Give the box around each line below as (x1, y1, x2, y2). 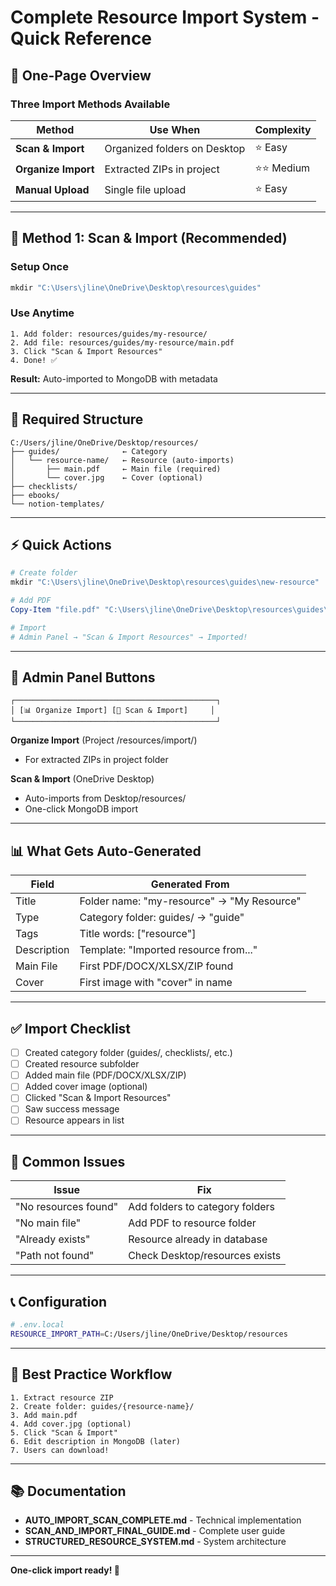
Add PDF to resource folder (128, 1216, 257, 1230)
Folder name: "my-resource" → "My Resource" (79, 894, 302, 908)
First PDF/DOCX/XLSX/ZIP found (79, 959, 234, 973)
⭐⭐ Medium (254, 161, 311, 175)
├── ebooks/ (10, 490, 60, 500)
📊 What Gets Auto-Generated (10, 842, 202, 860)
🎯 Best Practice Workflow (10, 1366, 173, 1383)
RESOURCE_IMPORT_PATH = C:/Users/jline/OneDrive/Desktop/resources (10, 1329, 288, 1339)
